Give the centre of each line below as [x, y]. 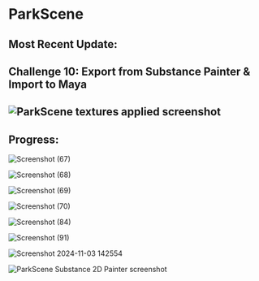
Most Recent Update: [63, 44]
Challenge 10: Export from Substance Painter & [129, 71]
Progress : [34, 139]
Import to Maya [48, 84]
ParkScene [46, 14]
